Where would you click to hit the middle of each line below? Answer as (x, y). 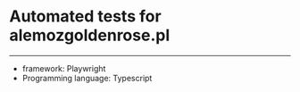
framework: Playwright (64, 68)
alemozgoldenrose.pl (90, 35)
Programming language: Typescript (87, 78)
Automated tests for (86, 17)
